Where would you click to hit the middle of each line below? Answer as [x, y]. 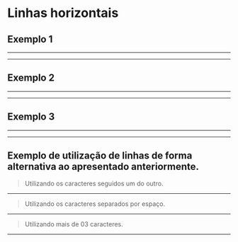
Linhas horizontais [63, 13]
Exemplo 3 [31, 117]
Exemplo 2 [31, 78]
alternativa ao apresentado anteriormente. [103, 167]
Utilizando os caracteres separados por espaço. [95, 204]
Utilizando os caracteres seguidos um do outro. [94, 184]
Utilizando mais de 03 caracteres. [74, 224]
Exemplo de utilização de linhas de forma [100, 156]
